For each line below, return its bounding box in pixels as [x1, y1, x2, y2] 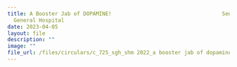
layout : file [7, 29, 46, 37]
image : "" [7, 43, 37, 50]
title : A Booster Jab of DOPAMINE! [7, 10, 112, 17]
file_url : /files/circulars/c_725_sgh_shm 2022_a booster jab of [7, 50, 203, 57]
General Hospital [13, 17, 65, 24]
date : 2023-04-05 [7, 23, 59, 30]
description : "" [7, 36, 55, 43]
